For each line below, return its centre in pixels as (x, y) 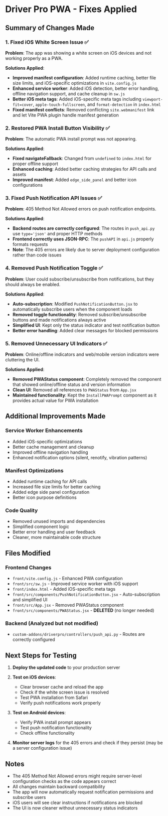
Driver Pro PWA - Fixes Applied (71, 9)
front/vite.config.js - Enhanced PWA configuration (67, 579)
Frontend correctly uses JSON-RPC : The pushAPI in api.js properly (83, 239)
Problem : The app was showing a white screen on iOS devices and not (78, 53)
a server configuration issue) (42, 748)
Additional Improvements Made (55, 416)
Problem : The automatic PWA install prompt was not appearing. (71, 139)
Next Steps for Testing (41, 655)
